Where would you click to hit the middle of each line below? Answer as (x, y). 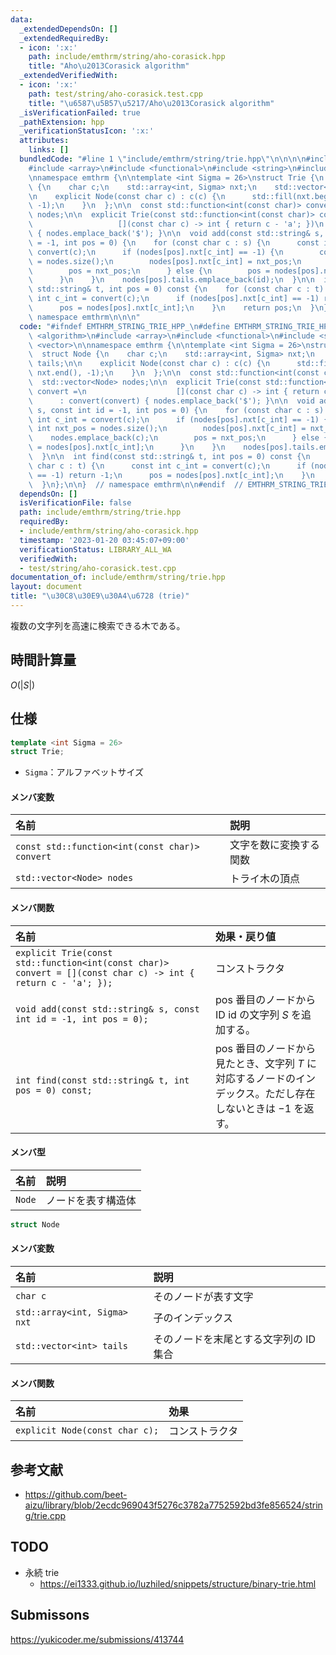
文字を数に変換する (274, 845)
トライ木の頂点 (264, 879)
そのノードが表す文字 (203, 1296)
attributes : (44, 141)
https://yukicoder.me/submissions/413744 (97, 1639)
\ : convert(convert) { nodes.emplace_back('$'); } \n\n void (171, 401)
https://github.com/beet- (76, 1494)
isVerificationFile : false (75, 503)
